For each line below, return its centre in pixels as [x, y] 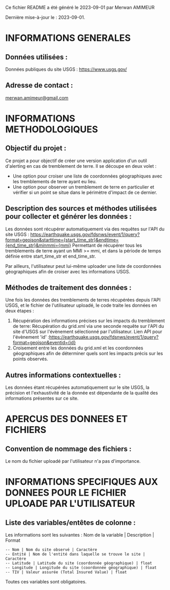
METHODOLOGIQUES [52, 129]
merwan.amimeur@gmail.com [37, 97]
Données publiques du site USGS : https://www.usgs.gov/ [66, 69]
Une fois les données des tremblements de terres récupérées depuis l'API [83, 300]
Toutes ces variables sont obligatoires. [46, 582]
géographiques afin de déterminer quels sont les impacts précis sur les [88, 353]
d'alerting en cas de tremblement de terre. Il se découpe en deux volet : [81, 166]
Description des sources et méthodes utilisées [81, 209]
